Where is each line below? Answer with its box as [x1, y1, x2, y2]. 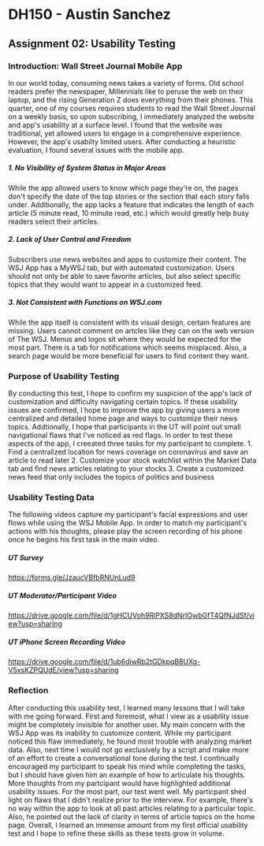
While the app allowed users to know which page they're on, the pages [8, 183, 239, 192]
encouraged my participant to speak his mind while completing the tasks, [8, 762, 247, 771]
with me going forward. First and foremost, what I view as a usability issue [8, 711, 249, 721]
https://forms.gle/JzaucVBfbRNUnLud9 [8, 573, 136, 582]
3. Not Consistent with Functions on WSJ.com [8, 298, 162, 307]
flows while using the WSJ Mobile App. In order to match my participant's [8, 518, 247, 528]
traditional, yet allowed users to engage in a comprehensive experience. [8, 128, 242, 138]
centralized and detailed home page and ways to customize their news [8, 414, 238, 423]
